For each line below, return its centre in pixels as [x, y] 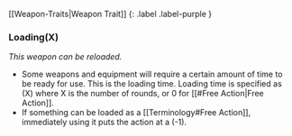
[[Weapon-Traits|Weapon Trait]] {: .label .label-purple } [110, 14]
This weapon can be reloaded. [65, 57]
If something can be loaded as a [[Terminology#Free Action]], [136, 113]
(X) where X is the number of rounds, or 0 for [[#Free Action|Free [143, 94]
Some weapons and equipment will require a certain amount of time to [152, 74]
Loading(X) [34, 37]
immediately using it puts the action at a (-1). [104, 122]
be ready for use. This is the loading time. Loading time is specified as [152, 84]
